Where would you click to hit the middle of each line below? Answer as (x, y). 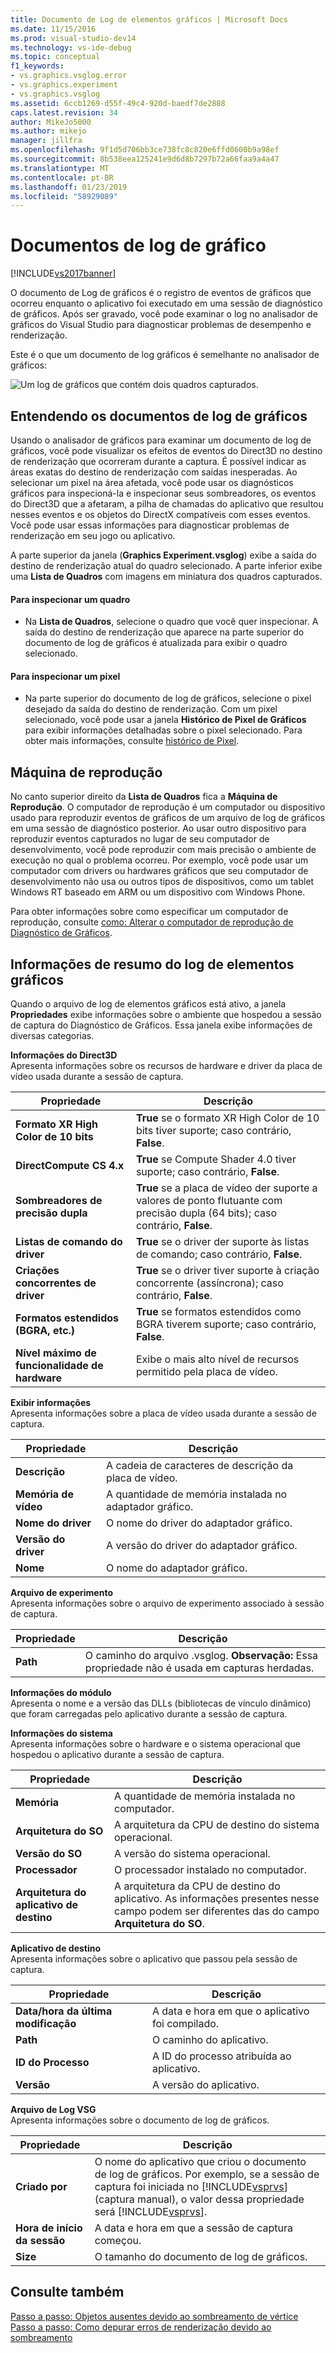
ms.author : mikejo (48, 131)
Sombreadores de (59, 1201)
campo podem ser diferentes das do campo (217, 1911)
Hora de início (49, 2228)
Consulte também (67, 2292)
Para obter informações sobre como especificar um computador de (149, 912)
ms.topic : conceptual (55, 57)
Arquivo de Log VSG (53, 2110)
